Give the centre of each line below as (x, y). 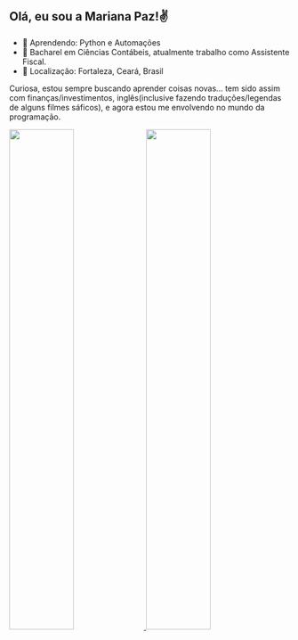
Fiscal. (34, 62)
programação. (35, 117)
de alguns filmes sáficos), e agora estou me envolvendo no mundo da (137, 107)
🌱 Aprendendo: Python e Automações (91, 42)
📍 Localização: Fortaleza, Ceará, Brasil (93, 70)
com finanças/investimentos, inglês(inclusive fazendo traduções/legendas (145, 97)
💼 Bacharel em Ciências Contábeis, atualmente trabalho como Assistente (156, 52)
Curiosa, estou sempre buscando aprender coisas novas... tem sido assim (145, 88)
